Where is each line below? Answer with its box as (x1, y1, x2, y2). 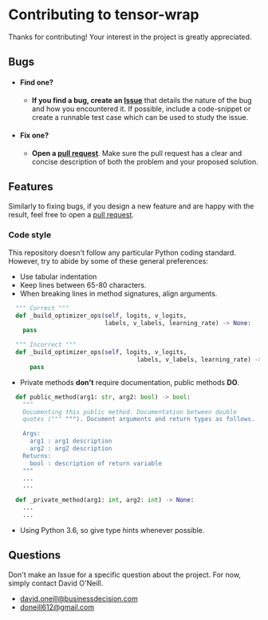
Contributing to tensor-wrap (8, 6, 199, 24)
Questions (8, 549, 61, 562)
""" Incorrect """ (15, 341, 77, 349)
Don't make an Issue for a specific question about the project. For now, (8, 570, 242, 579)
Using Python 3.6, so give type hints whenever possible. (19, 525, 205, 535)
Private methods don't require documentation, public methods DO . (19, 377, 240, 387)
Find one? (19, 77, 54, 87)
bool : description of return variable (29, 459, 162, 467)
